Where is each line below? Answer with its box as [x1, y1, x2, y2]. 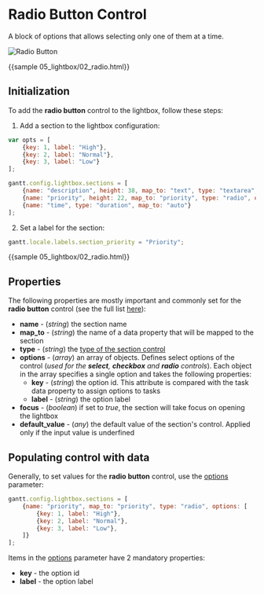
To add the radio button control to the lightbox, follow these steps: [8, 105, 224, 115]
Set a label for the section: [19, 222, 105, 233]
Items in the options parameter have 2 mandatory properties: [8, 553, 206, 563]
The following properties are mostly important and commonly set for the [8, 296, 242, 306]
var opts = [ [8, 136, 51, 144]
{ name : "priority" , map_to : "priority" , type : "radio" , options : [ [22, 502, 248, 510]
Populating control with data [8, 450, 150, 464]
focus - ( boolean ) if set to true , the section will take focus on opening [19, 403, 245, 412]
